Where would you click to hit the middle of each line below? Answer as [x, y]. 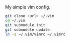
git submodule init [25, 25]
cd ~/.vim [15, 20]
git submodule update [28, 30]
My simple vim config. [28, 7]
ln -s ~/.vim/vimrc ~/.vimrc [35, 34]
